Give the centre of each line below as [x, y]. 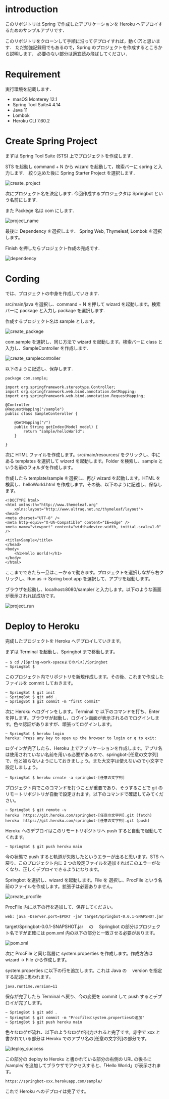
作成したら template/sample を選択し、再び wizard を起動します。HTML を [83, 478]
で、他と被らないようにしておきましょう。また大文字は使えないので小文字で [84, 760]
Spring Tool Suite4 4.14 [37, 104]
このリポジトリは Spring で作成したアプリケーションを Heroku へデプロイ [82, 24]
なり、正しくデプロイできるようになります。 [55, 869]
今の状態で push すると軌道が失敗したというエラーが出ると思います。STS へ [85, 857]
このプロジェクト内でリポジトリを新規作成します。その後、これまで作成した [84, 677]
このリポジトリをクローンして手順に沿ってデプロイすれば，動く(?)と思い [81, 41]
